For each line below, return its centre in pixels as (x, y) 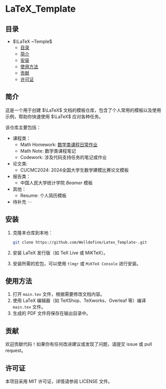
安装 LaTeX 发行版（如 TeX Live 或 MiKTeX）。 (60, 253)
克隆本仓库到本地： (33, 233)
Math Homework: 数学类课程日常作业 (59, 144)
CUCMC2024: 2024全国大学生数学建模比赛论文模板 (74, 170)
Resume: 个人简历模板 (43, 195)
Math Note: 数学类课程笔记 (48, 151)
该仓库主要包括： (23, 127)
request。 (16, 351)
